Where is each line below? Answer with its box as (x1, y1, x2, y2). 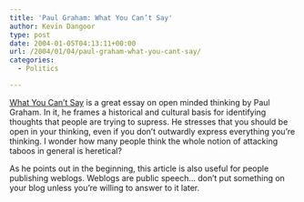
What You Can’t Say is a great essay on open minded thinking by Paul (9, 96, 270, 107)
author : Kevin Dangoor (9, 22, 96, 31)
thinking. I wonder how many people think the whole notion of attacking (9, 136, 279, 146)
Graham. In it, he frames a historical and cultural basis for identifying (9, 106, 267, 117)
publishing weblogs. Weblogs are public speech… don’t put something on (9, 172, 285, 183)
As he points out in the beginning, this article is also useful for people (9, 163, 269, 174)
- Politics (17, 65, 59, 74)
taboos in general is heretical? (9, 145, 123, 156)
